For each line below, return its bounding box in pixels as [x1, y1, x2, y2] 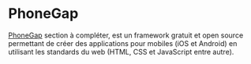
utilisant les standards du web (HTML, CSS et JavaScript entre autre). [8, 47, 234, 56]
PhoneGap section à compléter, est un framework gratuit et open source [8, 30, 244, 40]
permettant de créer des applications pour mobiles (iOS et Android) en [8, 38, 238, 48]
